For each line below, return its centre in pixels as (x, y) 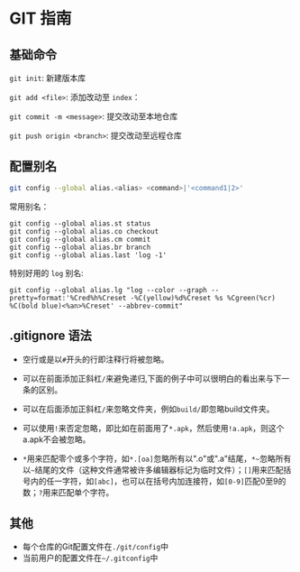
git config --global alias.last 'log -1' (88, 255)
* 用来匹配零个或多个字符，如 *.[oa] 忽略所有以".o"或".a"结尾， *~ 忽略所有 (157, 458)
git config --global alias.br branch (80, 247)
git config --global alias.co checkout (84, 231)
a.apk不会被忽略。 (56, 439)
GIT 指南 (41, 18)
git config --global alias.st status (80, 223)
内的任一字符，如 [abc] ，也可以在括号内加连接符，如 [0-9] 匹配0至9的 (158, 481)
